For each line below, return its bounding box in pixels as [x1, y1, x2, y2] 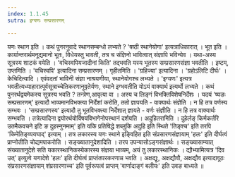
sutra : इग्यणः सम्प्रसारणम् [7, 17, 65, 24]
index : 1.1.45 [7, 10, 49, 18]
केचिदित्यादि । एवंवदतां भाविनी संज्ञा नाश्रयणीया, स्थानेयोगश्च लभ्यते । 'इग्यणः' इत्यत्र [7, 74, 192, 83]
